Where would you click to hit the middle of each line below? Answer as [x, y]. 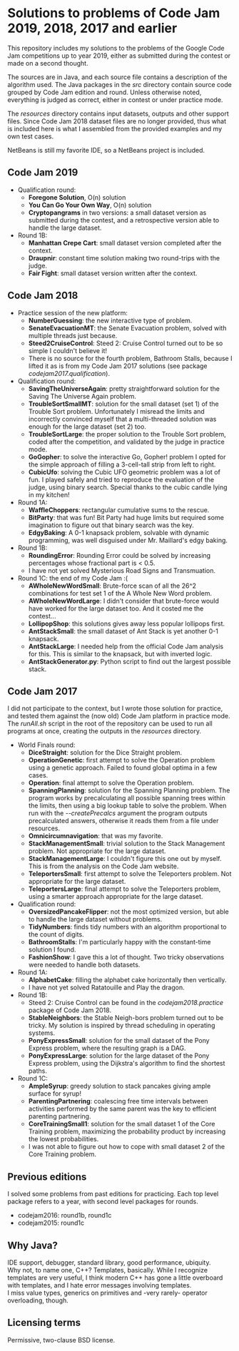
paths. [38, 1071]
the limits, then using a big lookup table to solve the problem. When [127, 806]
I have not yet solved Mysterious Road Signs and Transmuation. [122, 570]
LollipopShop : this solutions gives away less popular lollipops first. [127, 623]
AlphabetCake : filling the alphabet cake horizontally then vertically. [127, 980]
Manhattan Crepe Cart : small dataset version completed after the [125, 243]
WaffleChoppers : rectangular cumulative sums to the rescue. [119, 510]
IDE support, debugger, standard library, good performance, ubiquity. [110, 1263]
